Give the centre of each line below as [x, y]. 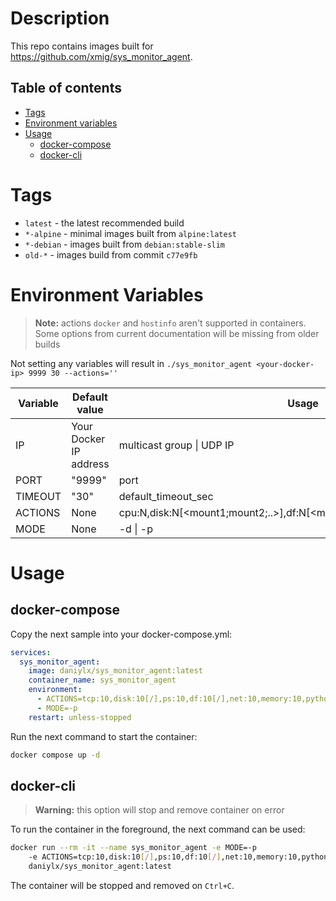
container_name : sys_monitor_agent [102, 680]
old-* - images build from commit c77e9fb [111, 254]
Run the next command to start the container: [104, 736]
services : [31, 652]
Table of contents [66, 88]
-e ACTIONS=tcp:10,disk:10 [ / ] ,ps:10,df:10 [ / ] [125, 857]
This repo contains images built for [82, 46]
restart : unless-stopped [80, 717]
